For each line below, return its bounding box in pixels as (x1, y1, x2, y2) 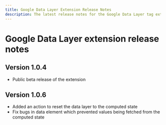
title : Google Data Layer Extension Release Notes (5, 7, 112, 12)
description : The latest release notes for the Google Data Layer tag (5, 12, 154, 17)
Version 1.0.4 (5, 63, 47, 72)
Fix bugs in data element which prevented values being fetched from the (12, 109, 161, 115)
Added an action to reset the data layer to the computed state (12, 104, 138, 110)
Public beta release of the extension (12, 76, 86, 82)
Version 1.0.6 (5, 90, 46, 99)
